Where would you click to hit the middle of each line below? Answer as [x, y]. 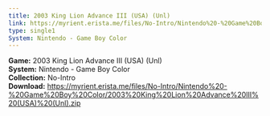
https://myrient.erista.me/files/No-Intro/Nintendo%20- [137, 86]
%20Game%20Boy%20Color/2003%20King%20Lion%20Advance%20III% [134, 95]
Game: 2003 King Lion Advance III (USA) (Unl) [85, 61]
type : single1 [32, 30]
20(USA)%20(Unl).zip [45, 103]
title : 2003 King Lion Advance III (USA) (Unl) [90, 16]
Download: [27, 86]
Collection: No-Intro [42, 78]
